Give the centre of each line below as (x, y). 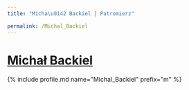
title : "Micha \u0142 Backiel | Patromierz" (71, 13)
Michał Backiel (50, 60)
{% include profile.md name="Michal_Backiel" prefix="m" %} (94, 80)
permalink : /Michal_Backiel (48, 26)
